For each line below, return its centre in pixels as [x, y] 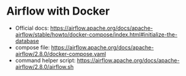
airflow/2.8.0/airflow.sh [44, 67]
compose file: [32, 47]
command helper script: [45, 60]
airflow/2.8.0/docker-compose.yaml [61, 54]
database [27, 41]
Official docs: [32, 28]
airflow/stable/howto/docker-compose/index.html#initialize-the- [96, 34]
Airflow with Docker [58, 11]
